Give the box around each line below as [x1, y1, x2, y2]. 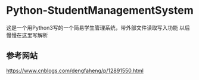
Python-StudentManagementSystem [6, 4, 194, 17]
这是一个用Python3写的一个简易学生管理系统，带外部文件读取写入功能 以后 [6, 24, 191, 31]
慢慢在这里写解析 [6, 31, 48, 39]
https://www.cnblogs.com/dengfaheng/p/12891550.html [6, 67, 144, 74]
